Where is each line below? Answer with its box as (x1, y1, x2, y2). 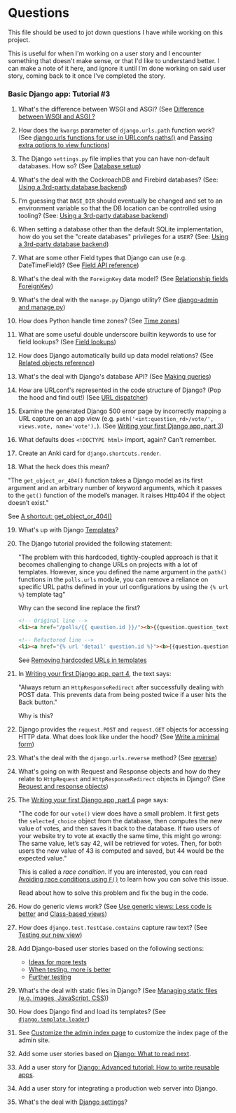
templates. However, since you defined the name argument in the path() (18, 568, 227, 576)
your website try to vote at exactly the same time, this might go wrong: (18, 831, 222, 839)
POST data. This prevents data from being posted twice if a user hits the (18, 690, 227, 699)
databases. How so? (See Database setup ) (18, 162, 141, 170)
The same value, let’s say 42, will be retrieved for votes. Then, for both (18, 839, 222, 847)
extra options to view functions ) (18, 141, 111, 149)
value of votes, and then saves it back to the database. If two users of (18, 824, 220, 832)
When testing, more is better (28, 965, 111, 973)
